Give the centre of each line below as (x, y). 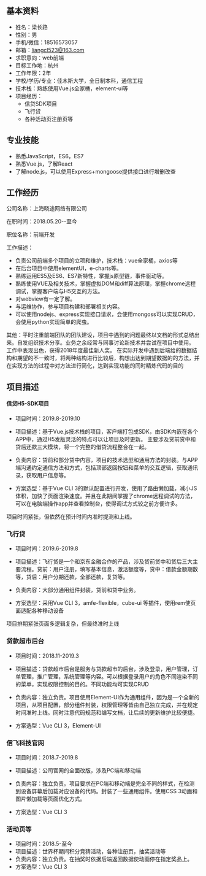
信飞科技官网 (25, 743)
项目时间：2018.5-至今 (44, 844)
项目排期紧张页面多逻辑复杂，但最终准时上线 (63, 624)
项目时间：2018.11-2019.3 (47, 656)
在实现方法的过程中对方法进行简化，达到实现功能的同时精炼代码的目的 (95, 366)
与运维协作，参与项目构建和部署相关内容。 (69, 307)
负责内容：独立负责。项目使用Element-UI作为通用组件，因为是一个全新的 (107, 697)
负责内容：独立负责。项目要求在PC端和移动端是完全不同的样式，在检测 (105, 783)
